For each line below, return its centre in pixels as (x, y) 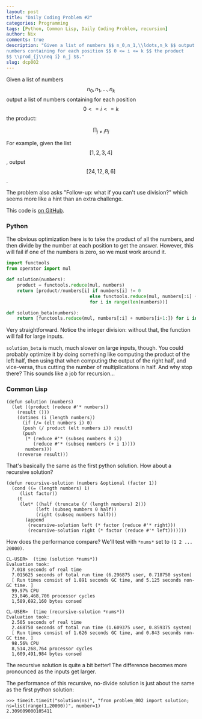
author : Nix (21, 34)
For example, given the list (39, 143)
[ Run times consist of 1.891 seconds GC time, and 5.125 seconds (96, 580)
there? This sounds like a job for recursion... (61, 373)
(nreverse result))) (43, 454)
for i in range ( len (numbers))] (129, 302)
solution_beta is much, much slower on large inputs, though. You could (95, 348)
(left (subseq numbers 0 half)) (76, 509)
